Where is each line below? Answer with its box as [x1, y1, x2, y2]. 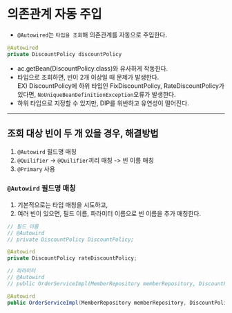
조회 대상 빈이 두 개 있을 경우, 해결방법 [7, 127, 159, 139]
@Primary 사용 [17, 164, 55, 173]
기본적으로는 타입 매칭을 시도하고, [17, 200, 108, 208]
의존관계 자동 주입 [7, 6, 102, 22]
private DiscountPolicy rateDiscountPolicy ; [7, 255, 137, 262]
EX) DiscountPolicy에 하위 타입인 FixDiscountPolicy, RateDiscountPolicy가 [17, 81, 224, 90]
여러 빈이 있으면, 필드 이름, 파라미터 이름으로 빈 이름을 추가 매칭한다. [17, 209, 202, 217]
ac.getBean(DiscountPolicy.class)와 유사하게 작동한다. [17, 64, 168, 73]
